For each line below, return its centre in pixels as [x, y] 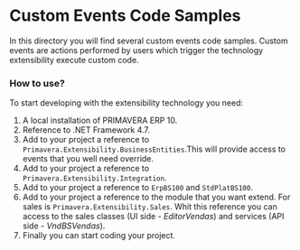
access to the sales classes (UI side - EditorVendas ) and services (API [153, 217]
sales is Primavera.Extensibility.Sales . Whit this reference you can [150, 207]
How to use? [37, 83]
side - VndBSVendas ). [64, 226]
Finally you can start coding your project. [99, 236]
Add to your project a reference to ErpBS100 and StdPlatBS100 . [137, 188]
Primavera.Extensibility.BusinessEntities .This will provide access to [154, 149]
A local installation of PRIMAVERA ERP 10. [100, 120]
